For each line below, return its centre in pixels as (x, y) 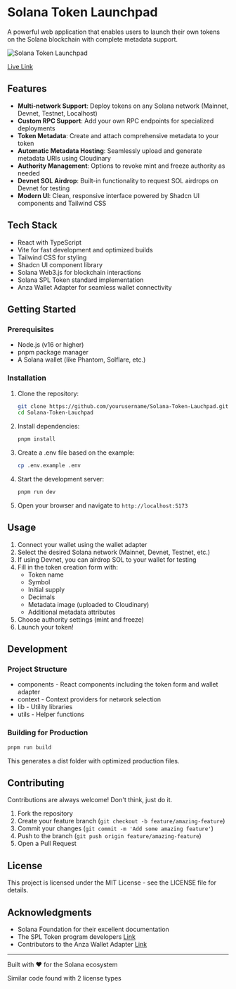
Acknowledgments (50, 913)
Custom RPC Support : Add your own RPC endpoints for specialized (116, 121)
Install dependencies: (48, 426)
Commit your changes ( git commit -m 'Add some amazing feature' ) (116, 828)
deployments (37, 128)
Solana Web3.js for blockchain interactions (79, 272)
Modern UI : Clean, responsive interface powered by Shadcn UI (109, 195)
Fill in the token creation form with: (67, 567)
